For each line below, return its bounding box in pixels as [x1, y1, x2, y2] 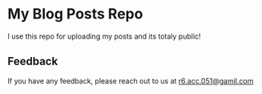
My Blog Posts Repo [7, 5, 143, 23]
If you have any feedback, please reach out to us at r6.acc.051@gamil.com [7, 76, 254, 85]
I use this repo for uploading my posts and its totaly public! [7, 31, 201, 41]
